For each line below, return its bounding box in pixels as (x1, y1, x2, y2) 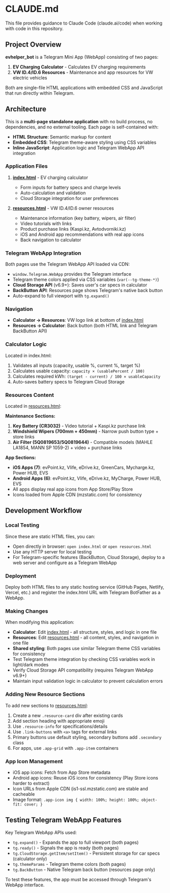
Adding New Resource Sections (5, 691, 86, 698)
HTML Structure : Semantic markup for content (12, 133, 111, 140)
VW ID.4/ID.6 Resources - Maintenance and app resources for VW (12, 69, 154, 75)
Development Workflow (5, 506, 82, 515)
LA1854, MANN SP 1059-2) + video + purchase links (12, 444, 122, 451)
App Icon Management (5, 757, 63, 765)
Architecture (5, 105, 47, 114)
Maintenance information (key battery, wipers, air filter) (20, 215, 136, 221)
